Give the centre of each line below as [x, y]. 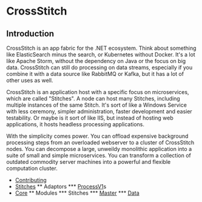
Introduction [30, 34]
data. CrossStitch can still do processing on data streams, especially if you [99, 67]
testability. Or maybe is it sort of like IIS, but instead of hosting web [90, 118]
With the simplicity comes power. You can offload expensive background [97, 136]
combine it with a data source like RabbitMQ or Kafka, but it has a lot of [95, 74]
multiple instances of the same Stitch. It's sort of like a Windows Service [96, 105]
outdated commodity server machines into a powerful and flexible [89, 162]
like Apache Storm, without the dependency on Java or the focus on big [96, 61]
